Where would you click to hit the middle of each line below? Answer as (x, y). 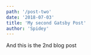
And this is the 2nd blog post (41, 45)
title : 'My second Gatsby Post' (46, 23)
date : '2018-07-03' (30, 17)
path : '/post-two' (29, 12)
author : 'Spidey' (28, 28)
